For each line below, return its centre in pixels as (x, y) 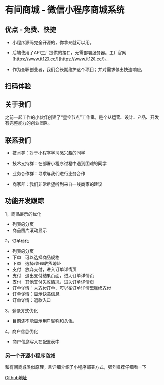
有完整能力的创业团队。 (29, 123)
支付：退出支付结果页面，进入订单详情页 (53, 275)
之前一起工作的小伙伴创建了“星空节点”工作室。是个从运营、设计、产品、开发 (82, 117)
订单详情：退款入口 (32, 300)
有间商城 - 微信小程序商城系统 (65, 10)
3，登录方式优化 (22, 310)
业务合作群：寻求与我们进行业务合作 (49, 174)
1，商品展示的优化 (23, 214)
